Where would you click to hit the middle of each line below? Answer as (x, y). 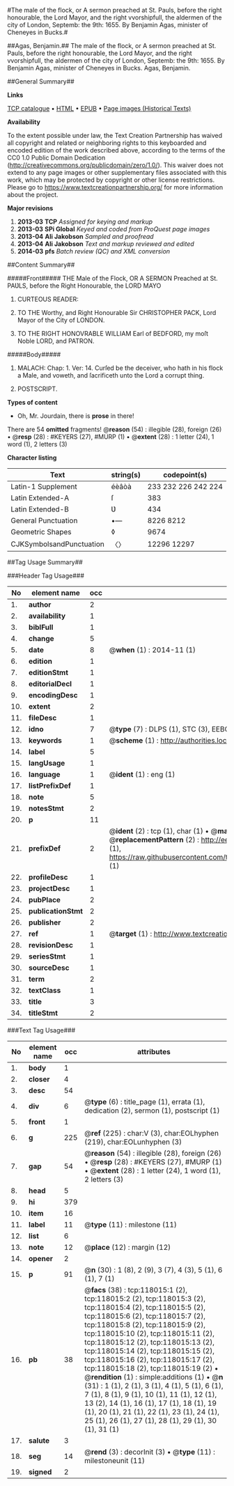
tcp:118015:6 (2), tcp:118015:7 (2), (145, 1316)
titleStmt (43, 1013)
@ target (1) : (131, 934)
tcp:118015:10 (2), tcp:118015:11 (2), (149, 1333)
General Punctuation (44, 520)
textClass (45, 990)
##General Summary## (41, 82)
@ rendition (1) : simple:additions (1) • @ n (154, 1377)
